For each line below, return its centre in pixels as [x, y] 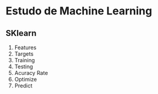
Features [25, 47]
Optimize [26, 79]
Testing [24, 66]
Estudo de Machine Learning [79, 11]
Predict [23, 86]
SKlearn [21, 33]
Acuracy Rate [31, 73]
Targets [24, 54]
